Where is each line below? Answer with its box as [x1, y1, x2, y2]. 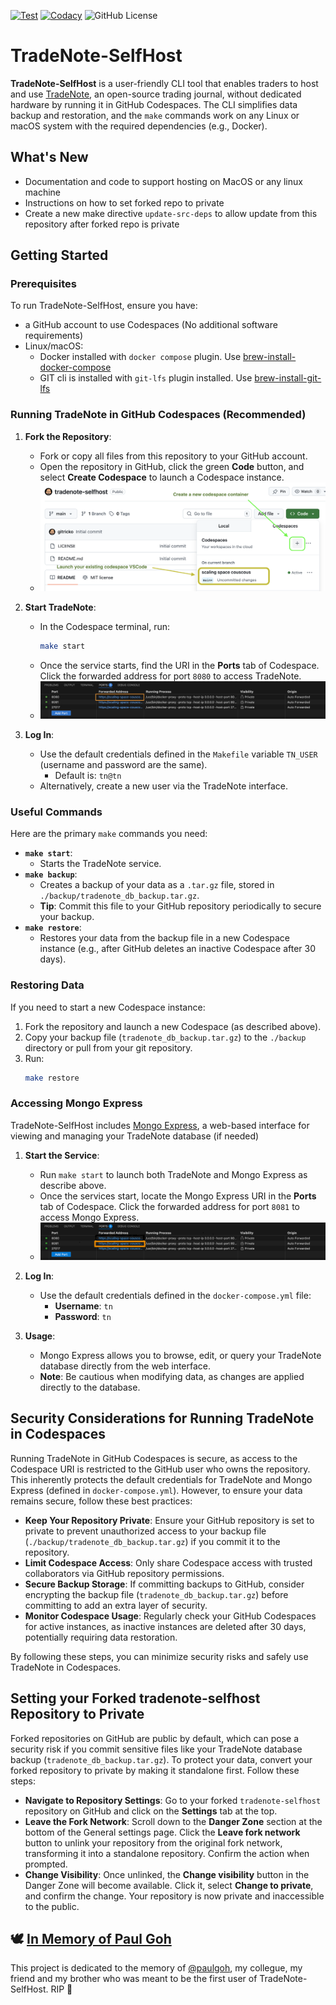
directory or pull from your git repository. [24, 1041, 193, 1054]
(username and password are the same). [39, 759, 208, 771]
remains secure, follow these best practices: [10, 1495, 193, 1507]
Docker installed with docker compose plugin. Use [39, 351, 242, 363]
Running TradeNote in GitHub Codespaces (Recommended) [10, 408, 307, 422]
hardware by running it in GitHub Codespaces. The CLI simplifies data [10, 98, 298, 110]
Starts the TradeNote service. [39, 858, 162, 870]
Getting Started [10, 247, 109, 264]
